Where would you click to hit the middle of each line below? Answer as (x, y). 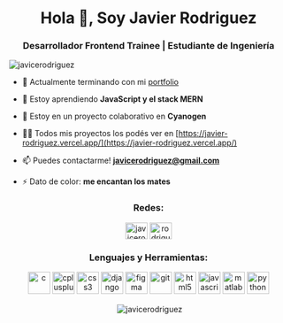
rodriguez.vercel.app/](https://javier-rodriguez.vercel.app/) (129, 143)
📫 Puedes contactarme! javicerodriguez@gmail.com (121, 161)
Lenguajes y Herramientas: (149, 258)
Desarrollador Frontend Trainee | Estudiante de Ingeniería (149, 46)
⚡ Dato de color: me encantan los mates (96, 181)
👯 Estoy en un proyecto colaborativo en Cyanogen (114, 116)
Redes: (149, 208)
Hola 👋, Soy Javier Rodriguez (149, 18)
